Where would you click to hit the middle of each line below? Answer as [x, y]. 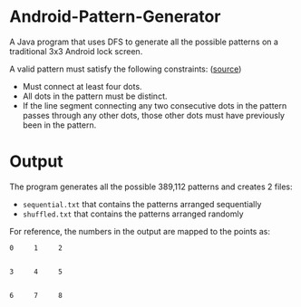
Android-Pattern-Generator [115, 17]
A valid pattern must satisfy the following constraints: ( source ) [126, 69]
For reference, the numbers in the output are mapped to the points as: [140, 231]
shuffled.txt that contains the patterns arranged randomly [133, 214]
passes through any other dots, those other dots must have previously [154, 115]
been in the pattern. [59, 125]
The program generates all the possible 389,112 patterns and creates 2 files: [151, 187]
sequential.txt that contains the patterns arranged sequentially [142, 204]
